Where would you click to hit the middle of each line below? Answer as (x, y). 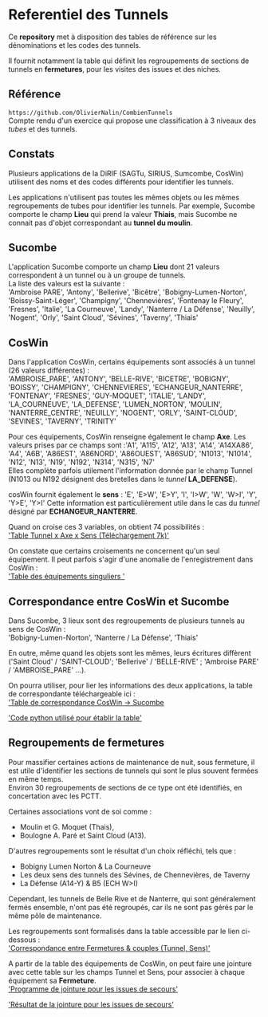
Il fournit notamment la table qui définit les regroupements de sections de (129, 61)
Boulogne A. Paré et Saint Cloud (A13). (83, 835)
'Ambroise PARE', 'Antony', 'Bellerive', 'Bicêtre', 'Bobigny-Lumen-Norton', (128, 292)
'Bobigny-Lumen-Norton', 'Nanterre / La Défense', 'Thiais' (103, 637)
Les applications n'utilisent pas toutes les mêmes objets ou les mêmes (124, 197)
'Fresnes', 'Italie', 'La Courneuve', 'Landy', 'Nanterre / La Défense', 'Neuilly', (132, 309)
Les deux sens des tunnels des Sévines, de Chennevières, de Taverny (135, 874)
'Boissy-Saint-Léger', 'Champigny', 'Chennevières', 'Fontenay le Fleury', (126, 301)
